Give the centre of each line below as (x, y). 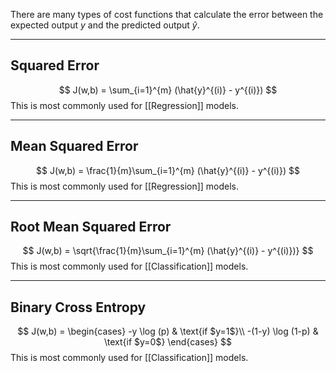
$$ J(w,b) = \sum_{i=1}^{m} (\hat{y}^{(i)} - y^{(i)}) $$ (168, 90)
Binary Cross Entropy (78, 307)
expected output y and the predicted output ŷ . (105, 25)
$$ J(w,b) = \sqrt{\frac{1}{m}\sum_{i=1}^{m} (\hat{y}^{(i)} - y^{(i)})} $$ (168, 251)
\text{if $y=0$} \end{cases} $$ (168, 342)
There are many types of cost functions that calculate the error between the (167, 14)
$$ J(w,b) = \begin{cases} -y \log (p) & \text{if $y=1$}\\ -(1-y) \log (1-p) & (168, 331)
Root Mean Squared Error (91, 227)
